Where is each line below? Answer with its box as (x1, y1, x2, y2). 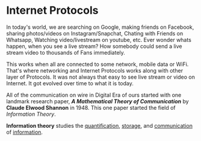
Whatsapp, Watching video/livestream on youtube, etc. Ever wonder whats (6, 36, 191, 43)
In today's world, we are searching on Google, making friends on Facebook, (6, 23, 194, 31)
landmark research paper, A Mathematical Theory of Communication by (6, 97, 189, 105)
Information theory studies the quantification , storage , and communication (6, 122, 193, 129)
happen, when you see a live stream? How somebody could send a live (6, 43, 182, 50)
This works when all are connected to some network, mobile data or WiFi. (6, 61, 189, 68)
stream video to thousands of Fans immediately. (6, 49, 125, 56)
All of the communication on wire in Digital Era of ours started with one (6, 91, 182, 98)
